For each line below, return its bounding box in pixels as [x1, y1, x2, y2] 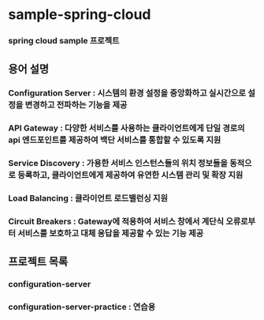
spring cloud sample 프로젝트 [8, 36, 120, 47]
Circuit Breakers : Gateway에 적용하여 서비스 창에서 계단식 [8, 216, 225, 227]
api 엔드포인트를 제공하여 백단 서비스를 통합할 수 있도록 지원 [8, 134, 221, 145]
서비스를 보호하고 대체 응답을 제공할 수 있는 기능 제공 [17, 228, 204, 239]
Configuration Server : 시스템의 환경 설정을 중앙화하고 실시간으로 [8, 88, 247, 99]
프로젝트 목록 [8, 254, 69, 268]
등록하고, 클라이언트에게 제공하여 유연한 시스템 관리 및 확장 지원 [17, 170, 244, 181]
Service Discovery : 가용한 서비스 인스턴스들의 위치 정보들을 [8, 158, 229, 169]
